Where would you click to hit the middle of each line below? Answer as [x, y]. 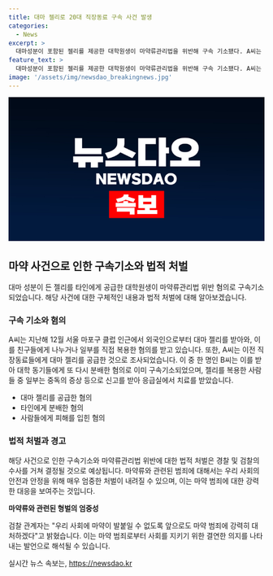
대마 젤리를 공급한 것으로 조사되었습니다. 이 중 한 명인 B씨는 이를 [152, 360]
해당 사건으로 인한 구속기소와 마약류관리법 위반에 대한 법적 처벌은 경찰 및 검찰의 [134, 460]
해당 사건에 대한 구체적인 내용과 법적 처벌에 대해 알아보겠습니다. [146, 298]
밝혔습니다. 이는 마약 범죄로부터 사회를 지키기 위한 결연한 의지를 [147, 535]
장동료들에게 [28, 360]
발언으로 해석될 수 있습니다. [67, 546]
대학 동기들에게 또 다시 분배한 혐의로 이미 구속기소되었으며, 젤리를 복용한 [132, 370]
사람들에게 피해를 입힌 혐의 [63, 418]
